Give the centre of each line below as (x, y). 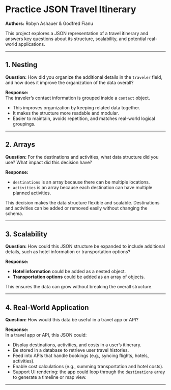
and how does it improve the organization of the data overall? (69, 82)
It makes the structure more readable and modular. (66, 113)
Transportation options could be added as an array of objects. (79, 277)
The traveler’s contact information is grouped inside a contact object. (78, 98)
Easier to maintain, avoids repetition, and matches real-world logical (84, 118)
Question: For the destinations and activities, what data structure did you (82, 157)
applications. (32, 44)
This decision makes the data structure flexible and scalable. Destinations (82, 202)
